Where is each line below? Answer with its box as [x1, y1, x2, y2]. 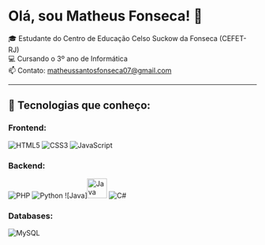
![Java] [64, 191, 88, 200]
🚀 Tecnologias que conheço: [8, 98, 151, 113]
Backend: [8, 160, 46, 171]
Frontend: [8, 122, 47, 133]
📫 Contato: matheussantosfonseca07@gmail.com [8, 65, 172, 75]
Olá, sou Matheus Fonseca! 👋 [8, 7, 203, 25]
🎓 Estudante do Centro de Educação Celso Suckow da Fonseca [8, 33, 218, 43]
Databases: [8, 210, 54, 221]
